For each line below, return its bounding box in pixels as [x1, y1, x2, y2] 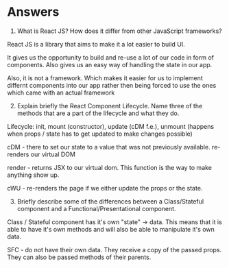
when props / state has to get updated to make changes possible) [7, 130, 193, 138]
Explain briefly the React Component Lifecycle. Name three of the [16, 101, 203, 110]
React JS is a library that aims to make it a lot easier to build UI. [7, 40, 185, 48]
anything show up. [7, 171, 60, 179]
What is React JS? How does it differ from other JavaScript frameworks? [16, 27, 222, 35]
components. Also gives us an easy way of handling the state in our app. [7, 60, 213, 69]
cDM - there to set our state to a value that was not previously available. [7, 143, 210, 151]
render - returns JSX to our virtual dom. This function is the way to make [7, 163, 213, 171]
